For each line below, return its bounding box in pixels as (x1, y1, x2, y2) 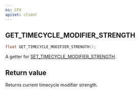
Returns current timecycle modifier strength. (5, 82, 98, 88)
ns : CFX (5, 7, 22, 13)
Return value (5, 68, 47, 77)
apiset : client (5, 12, 38, 17)
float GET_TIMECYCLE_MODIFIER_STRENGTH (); (5, 44, 96, 50)
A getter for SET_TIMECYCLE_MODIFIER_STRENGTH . (5, 54, 117, 60)
